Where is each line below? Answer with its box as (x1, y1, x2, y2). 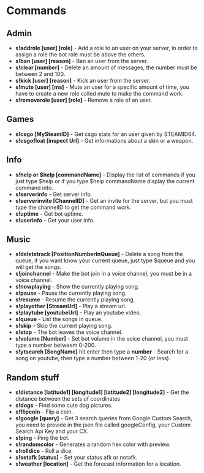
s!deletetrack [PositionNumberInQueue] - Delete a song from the (15, 251, 183, 258)
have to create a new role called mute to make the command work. (15, 90, 184, 97)
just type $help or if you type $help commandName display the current (15, 177, 195, 184)
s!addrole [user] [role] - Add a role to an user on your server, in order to (15, 44, 198, 51)
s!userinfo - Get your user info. (15, 216, 95, 224)
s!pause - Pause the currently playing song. (15, 289, 127, 297)
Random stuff (6, 372, 59, 383)
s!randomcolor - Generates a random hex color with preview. (15, 441, 171, 448)
